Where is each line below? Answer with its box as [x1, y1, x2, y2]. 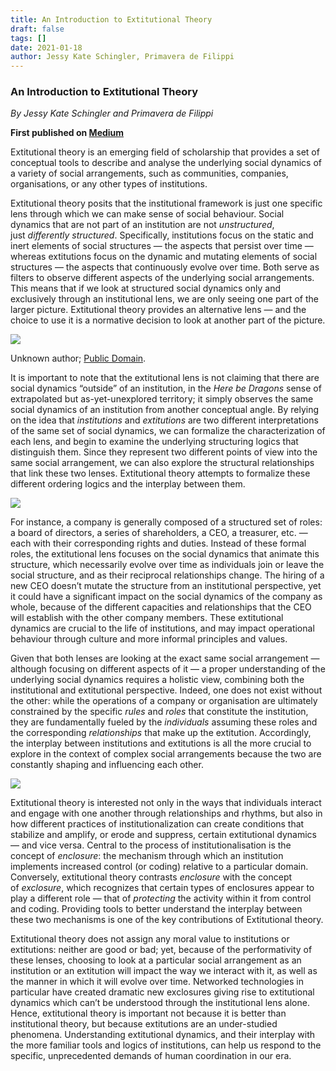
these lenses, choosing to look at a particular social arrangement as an [10, 954, 302, 966]
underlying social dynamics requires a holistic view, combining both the [10, 674, 305, 686]
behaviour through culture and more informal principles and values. [10, 633, 288, 645]
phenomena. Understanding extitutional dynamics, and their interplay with [10, 1029, 316, 1041]
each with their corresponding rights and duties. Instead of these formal [10, 537, 307, 550]
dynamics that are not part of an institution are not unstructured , [10, 219, 275, 231]
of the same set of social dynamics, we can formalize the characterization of [10, 425, 326, 437]
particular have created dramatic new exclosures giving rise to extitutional [10, 986, 315, 998]
